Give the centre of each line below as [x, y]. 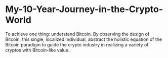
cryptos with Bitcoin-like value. [37, 50]
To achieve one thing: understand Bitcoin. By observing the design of [77, 34]
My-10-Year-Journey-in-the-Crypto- [84, 9]
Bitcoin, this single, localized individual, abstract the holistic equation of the [84, 39]
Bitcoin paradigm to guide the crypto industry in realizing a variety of [77, 44]
